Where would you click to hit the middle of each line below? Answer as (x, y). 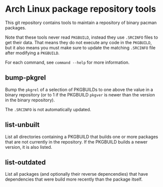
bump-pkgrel (25, 78)
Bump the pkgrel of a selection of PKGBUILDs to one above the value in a (79, 90)
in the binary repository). (30, 100)
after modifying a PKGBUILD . (32, 53)
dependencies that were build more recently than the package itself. (74, 179)
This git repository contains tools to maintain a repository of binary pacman (81, 23)
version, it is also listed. (29, 147)
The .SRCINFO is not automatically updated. (48, 109)
